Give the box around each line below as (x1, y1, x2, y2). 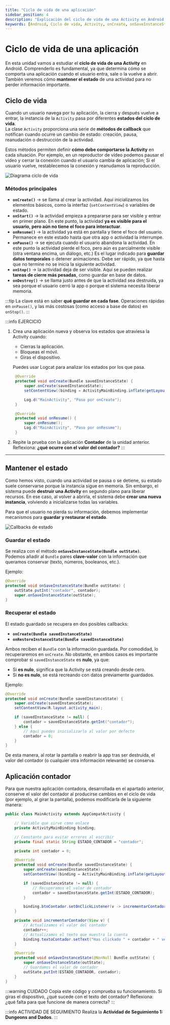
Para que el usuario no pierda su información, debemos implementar (5, 509, 148, 515)
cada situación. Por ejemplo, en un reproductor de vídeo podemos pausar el (5, 152, 164, 158)
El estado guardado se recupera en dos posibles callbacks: (5, 621, 129, 627)
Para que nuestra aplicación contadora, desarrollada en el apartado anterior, (5, 786, 164, 792)
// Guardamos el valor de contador (23, 965, 99, 970)
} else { (14, 724, 33, 729)
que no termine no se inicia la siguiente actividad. (12, 261, 116, 268)
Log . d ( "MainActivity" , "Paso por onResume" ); (24, 425, 122, 431)
